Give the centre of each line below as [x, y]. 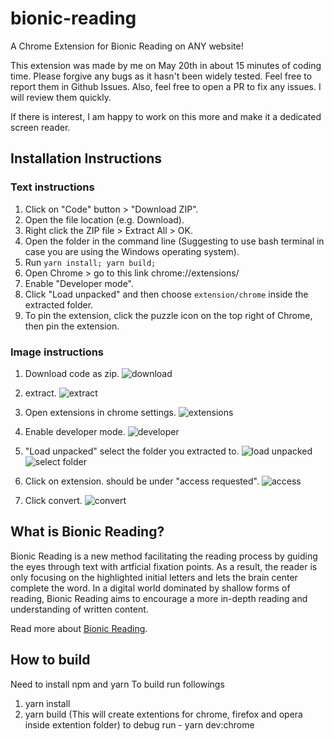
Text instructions [52, 187]
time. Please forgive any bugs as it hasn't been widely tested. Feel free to [161, 76]
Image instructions [57, 352]
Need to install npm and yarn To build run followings [117, 684]
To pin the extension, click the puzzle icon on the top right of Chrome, [168, 315]
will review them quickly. [61, 97]
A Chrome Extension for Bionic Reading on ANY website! [127, 46]
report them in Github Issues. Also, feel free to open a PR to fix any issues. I [166, 86]
